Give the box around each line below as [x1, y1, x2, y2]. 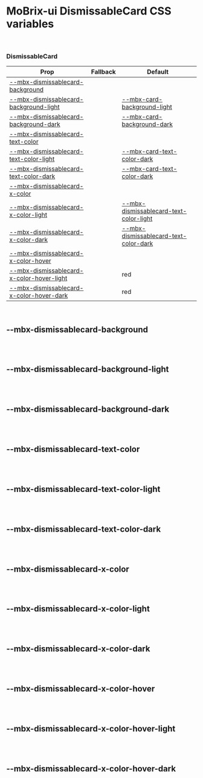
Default [147, 68, 169, 76]
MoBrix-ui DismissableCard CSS [6, 4, 172, 18]
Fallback [91, 68, 116, 76]
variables [6, 17, 54, 31]
